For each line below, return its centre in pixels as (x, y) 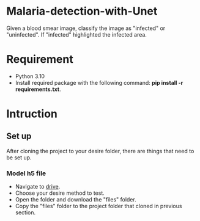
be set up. (19, 158)
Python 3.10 (30, 76)
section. (25, 212)
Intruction (32, 114)
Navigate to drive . (38, 187)
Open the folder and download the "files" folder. (76, 200)
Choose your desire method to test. (60, 193)
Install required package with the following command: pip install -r (99, 82)
